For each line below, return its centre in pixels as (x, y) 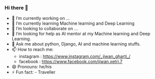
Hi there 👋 (17, 8)
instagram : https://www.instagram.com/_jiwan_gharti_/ (75, 56)
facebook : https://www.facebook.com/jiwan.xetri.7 (71, 62)
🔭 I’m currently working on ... (41, 18)
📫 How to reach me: (33, 49)
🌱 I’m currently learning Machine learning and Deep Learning (73, 23)
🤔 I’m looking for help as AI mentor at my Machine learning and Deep (81, 34)
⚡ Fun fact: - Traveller (33, 72)
